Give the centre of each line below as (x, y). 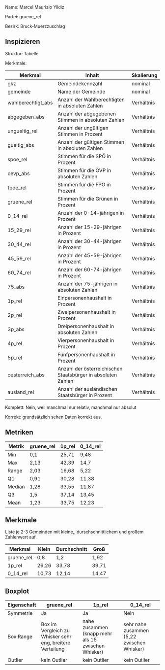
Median (16, 486)
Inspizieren (23, 42)
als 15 (90, 640)
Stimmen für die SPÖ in (84, 156)
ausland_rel (21, 392)
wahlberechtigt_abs (30, 102)
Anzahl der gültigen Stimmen (91, 142)
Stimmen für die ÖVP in (84, 170)
